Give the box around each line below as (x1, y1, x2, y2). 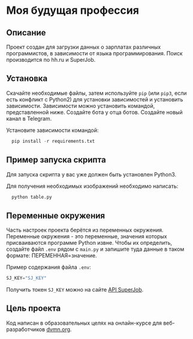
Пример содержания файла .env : (6, 263, 91, 271)
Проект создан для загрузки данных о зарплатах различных (6, 43, 161, 50)
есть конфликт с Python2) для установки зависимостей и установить (6, 95, 183, 103)
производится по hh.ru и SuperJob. (6, 56, 96, 63)
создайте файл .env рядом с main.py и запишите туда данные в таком (6, 245, 185, 253)
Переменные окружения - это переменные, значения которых (6, 233, 168, 240)
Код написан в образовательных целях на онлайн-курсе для (6, 319, 162, 326)
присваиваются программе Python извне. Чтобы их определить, (6, 239, 173, 247)
